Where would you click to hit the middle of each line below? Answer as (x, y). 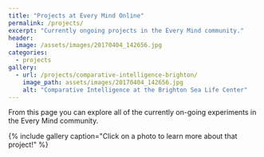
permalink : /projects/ (46, 23)
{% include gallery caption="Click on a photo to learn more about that (123, 136)
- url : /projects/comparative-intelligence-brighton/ (106, 75)
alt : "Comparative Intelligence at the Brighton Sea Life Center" (135, 90)
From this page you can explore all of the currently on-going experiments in (132, 112)
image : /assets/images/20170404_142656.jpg (89, 45)
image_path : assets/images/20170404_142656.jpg (103, 82)
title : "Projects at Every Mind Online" (77, 16)
